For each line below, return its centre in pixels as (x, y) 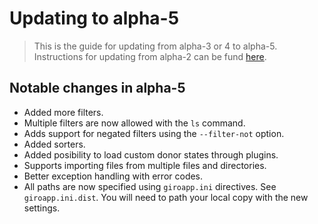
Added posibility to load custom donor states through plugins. (151, 154)
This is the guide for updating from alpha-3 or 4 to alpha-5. (155, 46)
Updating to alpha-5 (94, 18)
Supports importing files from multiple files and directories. (145, 165)
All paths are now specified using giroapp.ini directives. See (150, 186)
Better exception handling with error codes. (113, 176)
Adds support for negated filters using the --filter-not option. (154, 133)
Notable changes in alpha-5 (97, 88)
